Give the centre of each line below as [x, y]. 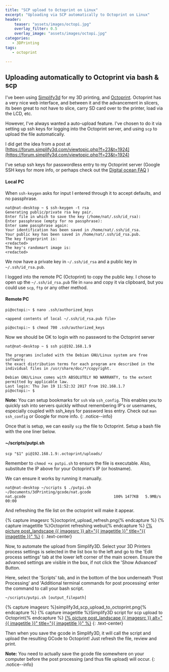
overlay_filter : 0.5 [36, 29]
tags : [11, 48]
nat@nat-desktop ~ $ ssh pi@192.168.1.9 [48, 346]
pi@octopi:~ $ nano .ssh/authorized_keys [49, 310]
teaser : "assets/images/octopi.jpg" [53, 24]
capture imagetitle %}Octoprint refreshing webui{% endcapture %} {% [79, 525]
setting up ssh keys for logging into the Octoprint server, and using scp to [81, 129]
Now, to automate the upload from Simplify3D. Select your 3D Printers [78, 546]
